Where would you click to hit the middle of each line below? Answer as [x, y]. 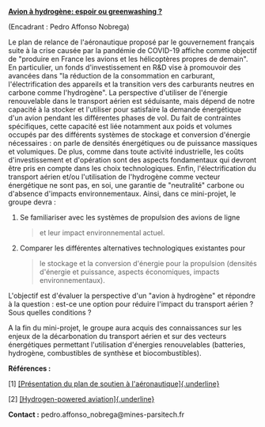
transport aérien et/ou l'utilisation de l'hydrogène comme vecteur [114, 177]
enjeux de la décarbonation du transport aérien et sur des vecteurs [117, 336]
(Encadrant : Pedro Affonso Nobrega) [69, 27]
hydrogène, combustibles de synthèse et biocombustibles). [105, 353]
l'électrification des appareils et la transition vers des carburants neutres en [131, 84]
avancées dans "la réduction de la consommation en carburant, [112, 76]
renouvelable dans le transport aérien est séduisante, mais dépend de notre [132, 101]
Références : [30, 368]
